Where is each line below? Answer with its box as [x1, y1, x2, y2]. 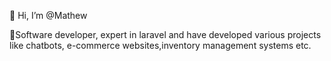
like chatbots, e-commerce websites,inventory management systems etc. [9, 40, 312, 51]
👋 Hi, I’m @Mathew [9, 10, 88, 21]
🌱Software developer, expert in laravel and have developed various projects [9, 29, 322, 40]
